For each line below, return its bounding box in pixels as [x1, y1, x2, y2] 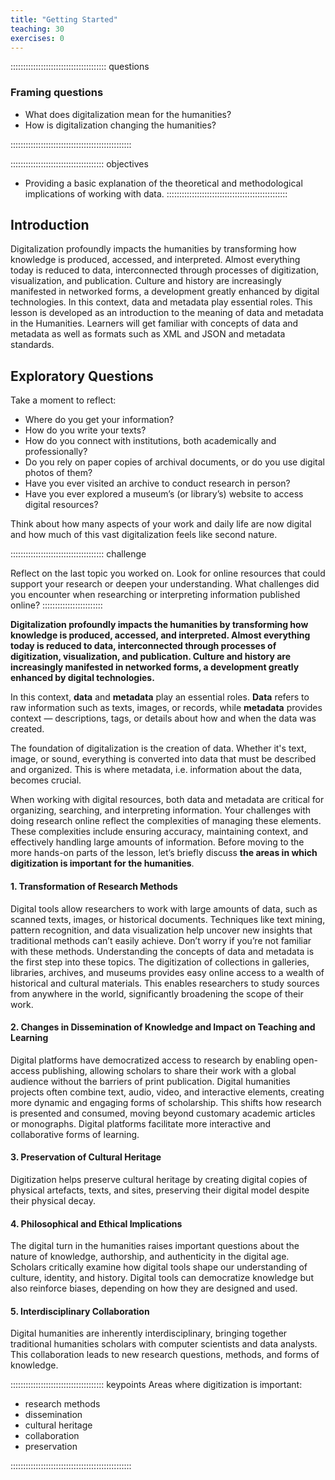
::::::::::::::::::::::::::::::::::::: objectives [10, 157, 149, 170]
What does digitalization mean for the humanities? [24, 108, 232, 120]
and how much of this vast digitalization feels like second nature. [10, 529, 278, 541]
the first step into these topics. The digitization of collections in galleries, [10, 956, 310, 968]
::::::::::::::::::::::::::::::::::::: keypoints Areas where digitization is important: [10, 1379, 303, 1391]
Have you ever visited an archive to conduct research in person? [24, 477, 291, 490]
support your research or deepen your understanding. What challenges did [10, 578, 320, 590]
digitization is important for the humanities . [10, 857, 195, 870]
